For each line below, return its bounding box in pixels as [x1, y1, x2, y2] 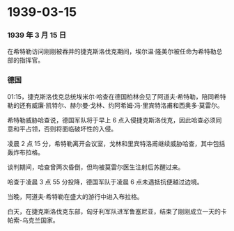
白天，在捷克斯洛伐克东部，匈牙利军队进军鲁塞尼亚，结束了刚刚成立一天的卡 [7, 207, 227, 216]
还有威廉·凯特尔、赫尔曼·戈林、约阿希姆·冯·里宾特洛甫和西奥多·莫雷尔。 [19, 101, 224, 109]
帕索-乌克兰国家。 [7, 216, 59, 224]
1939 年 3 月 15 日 [7, 31, 67, 40]
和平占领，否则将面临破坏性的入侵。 [13, 125, 117, 133]
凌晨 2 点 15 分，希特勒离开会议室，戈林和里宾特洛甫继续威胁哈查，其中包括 [7, 139, 226, 148]
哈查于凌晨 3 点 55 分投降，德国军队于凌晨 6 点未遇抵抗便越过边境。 [7, 177, 203, 186]
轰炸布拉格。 [7, 148, 44, 157]
